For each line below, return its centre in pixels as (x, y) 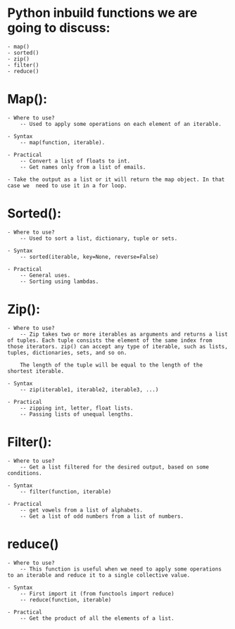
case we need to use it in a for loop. (68, 185)
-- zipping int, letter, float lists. (77, 408)
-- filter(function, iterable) (66, 491)
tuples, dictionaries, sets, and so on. (68, 352)
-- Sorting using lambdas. (59, 281)
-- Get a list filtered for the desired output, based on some (115, 467)
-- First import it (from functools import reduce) (97, 593)
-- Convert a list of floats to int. (75, 161)
